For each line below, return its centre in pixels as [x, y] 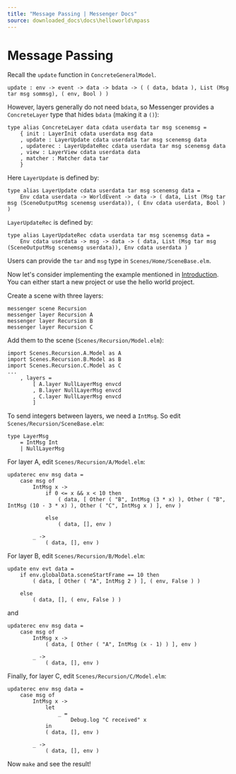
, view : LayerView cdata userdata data [80, 153]
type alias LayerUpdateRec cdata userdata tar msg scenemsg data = [109, 235]
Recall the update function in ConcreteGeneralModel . [82, 75]
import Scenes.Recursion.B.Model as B [64, 360]
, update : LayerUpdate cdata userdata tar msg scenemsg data [113, 140]
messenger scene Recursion [47, 309]
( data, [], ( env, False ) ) [77, 600]
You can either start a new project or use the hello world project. [101, 282]
